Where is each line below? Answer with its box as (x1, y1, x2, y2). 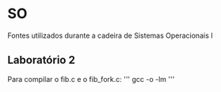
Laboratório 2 (7, 53, 76, 67)
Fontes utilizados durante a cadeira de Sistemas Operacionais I (7, 31, 213, 40)
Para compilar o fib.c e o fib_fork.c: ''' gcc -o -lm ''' (7, 74, 175, 83)
